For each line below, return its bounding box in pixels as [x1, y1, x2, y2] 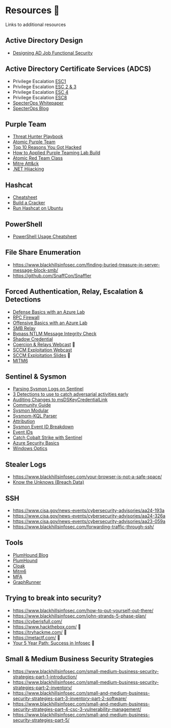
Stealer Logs [5, 460, 46, 469]
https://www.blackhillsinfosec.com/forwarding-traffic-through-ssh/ [12, 524, 154, 530]
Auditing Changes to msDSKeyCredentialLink [12, 397, 108, 403]
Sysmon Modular [12, 407, 49, 413]
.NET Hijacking [12, 166, 44, 172]
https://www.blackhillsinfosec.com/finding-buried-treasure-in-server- [12, 262, 160, 268]
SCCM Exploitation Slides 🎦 [12, 352, 70, 358]
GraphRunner [12, 579, 41, 585]
